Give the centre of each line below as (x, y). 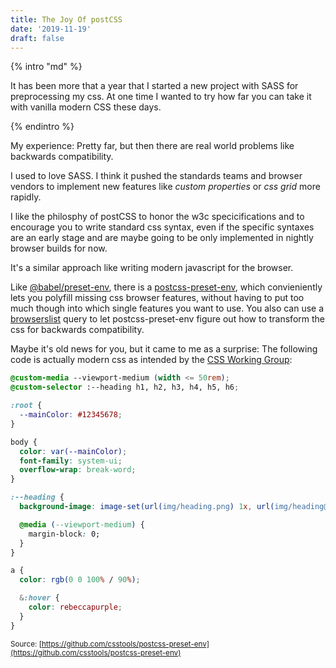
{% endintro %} (42, 127)
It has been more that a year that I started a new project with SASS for (154, 86)
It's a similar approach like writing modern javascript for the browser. (152, 268)
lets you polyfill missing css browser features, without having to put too (157, 298)
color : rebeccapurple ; (75, 607)
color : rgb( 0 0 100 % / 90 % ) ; (80, 580)
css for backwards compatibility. (77, 330)
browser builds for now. (59, 248)
